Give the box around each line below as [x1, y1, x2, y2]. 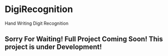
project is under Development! [5, 43, 102, 51]
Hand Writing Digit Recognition [5, 20, 69, 26]
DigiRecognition [5, 4, 73, 15]
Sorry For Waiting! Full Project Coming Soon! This [5, 35, 163, 43]
